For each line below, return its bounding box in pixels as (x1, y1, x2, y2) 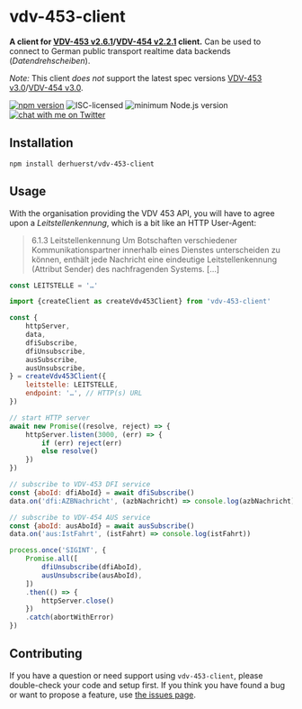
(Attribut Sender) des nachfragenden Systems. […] (31, 263, 220, 274)
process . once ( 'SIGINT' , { (9, 546, 106, 555)
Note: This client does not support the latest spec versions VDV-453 (9, 72, 262, 83)
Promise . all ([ (25, 554, 78, 564)
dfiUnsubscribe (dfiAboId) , (41, 563, 143, 572)
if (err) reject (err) (41, 439, 123, 448)
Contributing (9, 646, 83, 661)
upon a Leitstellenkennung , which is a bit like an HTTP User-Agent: (9, 217, 257, 228)
